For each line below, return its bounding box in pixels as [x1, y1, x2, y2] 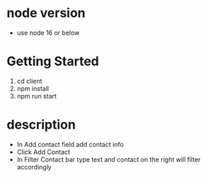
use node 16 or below [16, 28, 80, 37]
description [6, 117, 76, 133]
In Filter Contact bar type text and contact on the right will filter [16, 155, 201, 164]
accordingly [16, 162, 52, 171]
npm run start [16, 91, 57, 100]
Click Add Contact [16, 148, 71, 156]
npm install [16, 84, 50, 93]
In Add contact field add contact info [16, 140, 125, 148]
